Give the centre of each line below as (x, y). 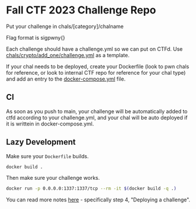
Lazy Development (41, 142)
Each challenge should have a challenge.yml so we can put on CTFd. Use (94, 49)
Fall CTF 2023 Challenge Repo (81, 10)
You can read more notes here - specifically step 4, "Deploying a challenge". (98, 200)
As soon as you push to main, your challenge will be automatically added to (97, 111)
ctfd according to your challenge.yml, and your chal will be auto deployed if (97, 117)
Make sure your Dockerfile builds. (47, 156)
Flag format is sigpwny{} (36, 37)
